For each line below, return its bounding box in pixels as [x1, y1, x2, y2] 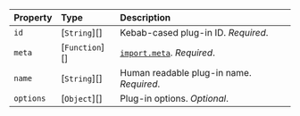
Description [120, 12, 171, 23]
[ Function [61, 41, 102, 53]
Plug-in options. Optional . [120, 93, 229, 104]
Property [13, 12, 53, 23]
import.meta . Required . [120, 46, 216, 59]
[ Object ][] [61, 93, 103, 104]
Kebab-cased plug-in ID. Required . [120, 27, 269, 38]
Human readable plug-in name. [120, 67, 252, 79]
